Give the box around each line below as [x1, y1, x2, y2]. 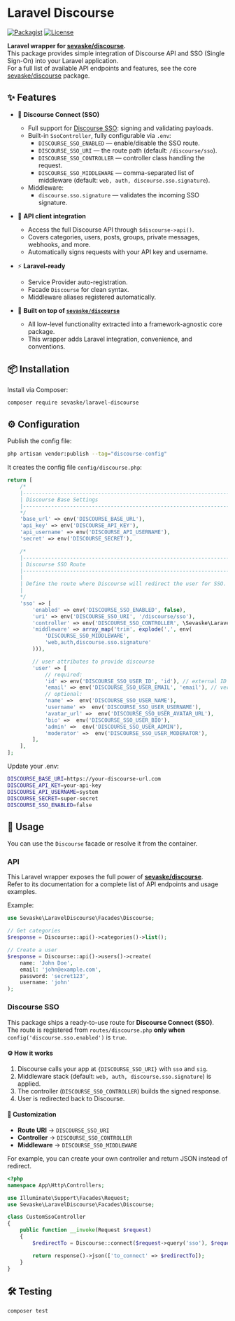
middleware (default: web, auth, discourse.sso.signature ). [38, 176, 211, 184]
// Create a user [7, 946, 58, 953]
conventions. [27, 342, 66, 351]
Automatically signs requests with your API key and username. [27, 247, 208, 256]
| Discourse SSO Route [20, 561, 86, 568]
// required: [44, 671, 83, 678]
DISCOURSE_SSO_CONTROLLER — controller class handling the [38, 153, 205, 162]
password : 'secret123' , [20, 972, 90, 979]
